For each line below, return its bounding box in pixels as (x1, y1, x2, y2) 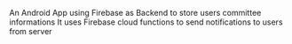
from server (9, 26, 52, 36)
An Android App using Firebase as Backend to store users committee (9, 8, 262, 18)
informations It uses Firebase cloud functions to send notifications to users (9, 17, 283, 27)
